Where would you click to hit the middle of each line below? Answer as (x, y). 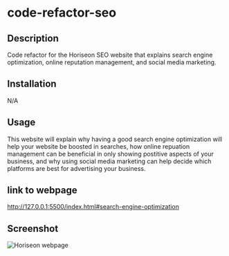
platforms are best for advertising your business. (76, 168)
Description (33, 38)
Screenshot (33, 229)
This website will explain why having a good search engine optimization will (115, 139)
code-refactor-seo (62, 13)
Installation (32, 84)
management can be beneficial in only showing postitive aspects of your (111, 154)
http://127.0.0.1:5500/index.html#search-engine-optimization (93, 207)
